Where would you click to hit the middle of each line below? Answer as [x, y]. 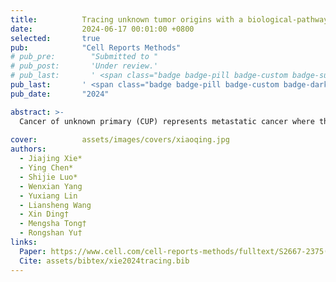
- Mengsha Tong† [53, 224]
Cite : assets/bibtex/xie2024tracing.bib [104, 261]
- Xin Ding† [44, 214]
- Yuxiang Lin [48, 196]
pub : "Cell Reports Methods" [96, 47]
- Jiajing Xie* [51, 159]
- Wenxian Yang [51, 186]
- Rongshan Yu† [51, 233]
